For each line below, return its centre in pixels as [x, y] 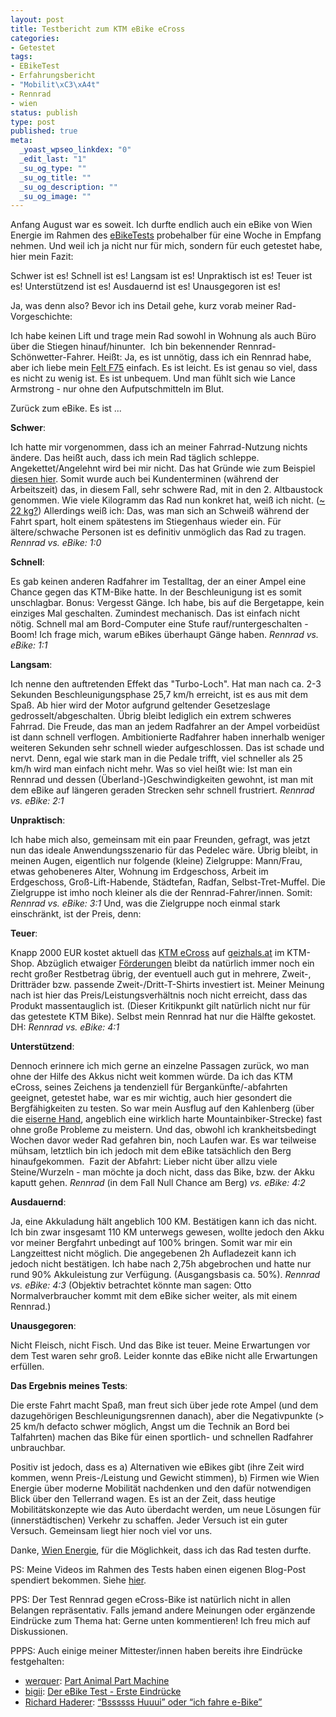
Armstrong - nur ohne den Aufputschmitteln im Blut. [117, 389]
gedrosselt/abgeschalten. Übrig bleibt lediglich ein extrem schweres [151, 716]
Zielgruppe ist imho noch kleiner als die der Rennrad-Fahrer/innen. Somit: [161, 893]
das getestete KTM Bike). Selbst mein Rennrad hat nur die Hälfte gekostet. [163, 1017]
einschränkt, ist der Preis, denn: [76, 914]
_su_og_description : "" [68, 187]
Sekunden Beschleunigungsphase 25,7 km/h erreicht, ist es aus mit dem [159, 695]
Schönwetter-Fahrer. [53, 357]
